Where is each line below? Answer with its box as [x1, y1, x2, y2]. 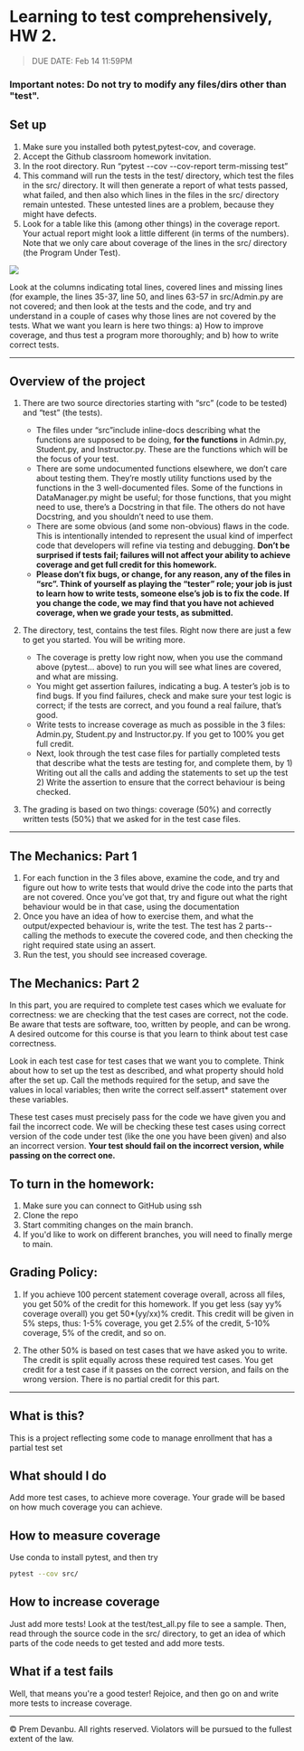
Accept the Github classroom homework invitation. [22, 151, 212, 162]
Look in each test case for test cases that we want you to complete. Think [9, 1055, 285, 1066]
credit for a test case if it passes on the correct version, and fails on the [22, 1364, 290, 1375]
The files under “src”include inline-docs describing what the [35, 425, 261, 436]
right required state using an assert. [22, 940, 157, 951]
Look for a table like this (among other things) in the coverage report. [22, 218, 280, 229]
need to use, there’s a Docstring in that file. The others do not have [35, 502, 286, 513]
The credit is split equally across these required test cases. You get [22, 1354, 273, 1365]
